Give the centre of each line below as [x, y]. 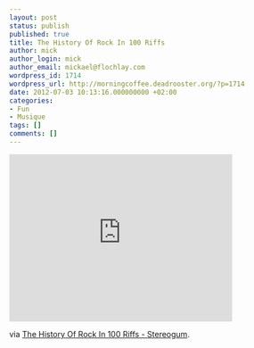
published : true [39, 34]
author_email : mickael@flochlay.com [77, 68]
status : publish [39, 26]
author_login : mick [45, 59]
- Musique [28, 117]
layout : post [33, 17]
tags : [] [25, 126]
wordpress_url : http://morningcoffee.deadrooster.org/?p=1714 [127, 84]
